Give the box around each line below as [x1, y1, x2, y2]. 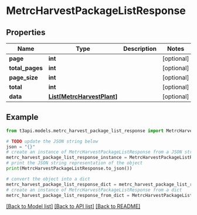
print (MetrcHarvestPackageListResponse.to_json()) [6, 165, 133, 172]
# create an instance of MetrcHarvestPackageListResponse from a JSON [6, 149, 182, 155]
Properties [6, 27, 46, 37]
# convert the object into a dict [6, 176, 91, 182]
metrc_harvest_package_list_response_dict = [6, 181, 117, 188]
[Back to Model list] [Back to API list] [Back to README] [6, 203, 141, 210]
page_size [9, 74, 38, 81]
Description [123, 45, 157, 53]
